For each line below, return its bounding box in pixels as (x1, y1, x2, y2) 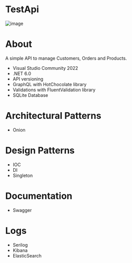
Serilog (12, 242, 28, 248)
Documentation (5, 190, 73, 202)
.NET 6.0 (12, 70, 32, 76)
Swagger (12, 207, 32, 213)
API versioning (12, 75, 43, 82)
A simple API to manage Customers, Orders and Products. (5, 55, 127, 61)
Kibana (12, 247, 28, 253)
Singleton (12, 172, 33, 178)
